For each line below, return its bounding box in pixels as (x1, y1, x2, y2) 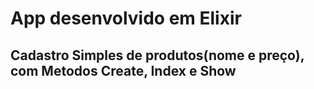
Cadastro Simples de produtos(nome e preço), (10, 47, 305, 64)
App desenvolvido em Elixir (10, 7, 242, 30)
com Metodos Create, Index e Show (10, 62, 237, 79)
